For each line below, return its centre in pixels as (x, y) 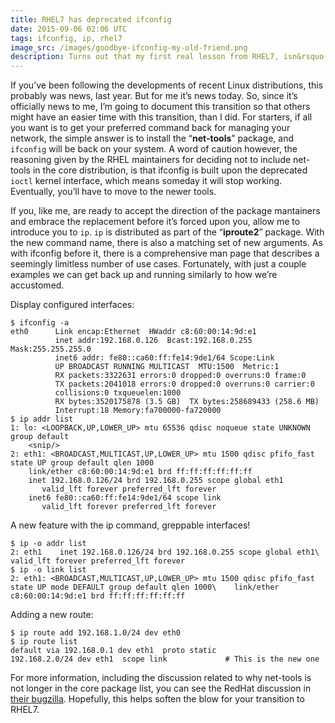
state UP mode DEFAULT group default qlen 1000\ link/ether (145, 587)
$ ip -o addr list (48, 544)
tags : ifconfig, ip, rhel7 (66, 38)
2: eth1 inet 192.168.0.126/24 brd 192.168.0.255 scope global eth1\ (165, 552)
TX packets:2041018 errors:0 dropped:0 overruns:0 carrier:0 (184, 384)
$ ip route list (44, 642)
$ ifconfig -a (40, 323)
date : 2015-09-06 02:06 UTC (69, 29)
